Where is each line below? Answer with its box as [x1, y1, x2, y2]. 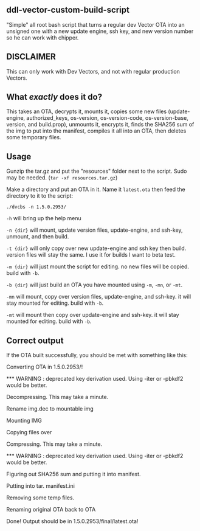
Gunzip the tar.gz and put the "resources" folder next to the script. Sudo [6, 167, 187, 175]
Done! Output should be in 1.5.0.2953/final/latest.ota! [6, 518, 139, 525]
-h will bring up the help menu [6, 215, 82, 222]
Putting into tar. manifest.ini [6, 482, 75, 490]
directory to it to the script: [6, 192, 74, 200]
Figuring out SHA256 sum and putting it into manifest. [6, 471, 141, 478]
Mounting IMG [6, 417, 43, 425]
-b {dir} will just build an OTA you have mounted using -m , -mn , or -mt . [6, 281, 183, 288]
